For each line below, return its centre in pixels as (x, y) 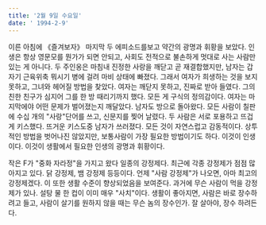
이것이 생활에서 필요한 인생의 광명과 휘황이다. (95, 146)
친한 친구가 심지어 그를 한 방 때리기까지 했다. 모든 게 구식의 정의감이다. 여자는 (128, 96)
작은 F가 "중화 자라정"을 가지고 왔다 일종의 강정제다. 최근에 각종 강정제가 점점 (128, 163)
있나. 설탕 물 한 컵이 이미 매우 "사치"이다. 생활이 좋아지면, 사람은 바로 (129, 192)
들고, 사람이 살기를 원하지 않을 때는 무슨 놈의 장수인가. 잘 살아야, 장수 (129, 203)
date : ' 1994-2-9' (39, 23)
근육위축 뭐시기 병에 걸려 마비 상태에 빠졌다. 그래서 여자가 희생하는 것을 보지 (140, 76)
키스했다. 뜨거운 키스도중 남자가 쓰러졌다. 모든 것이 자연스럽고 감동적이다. (130, 126)
